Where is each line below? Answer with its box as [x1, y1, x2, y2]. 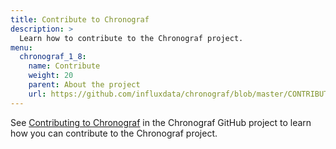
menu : [10, 42, 33, 53]
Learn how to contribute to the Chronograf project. [19, 33, 244, 43]
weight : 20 [28, 71, 74, 81]
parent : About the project [28, 80, 141, 90]
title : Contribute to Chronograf [10, 14, 150, 25]
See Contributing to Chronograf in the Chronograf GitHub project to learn [10, 116, 312, 128]
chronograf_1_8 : [19, 52, 87, 62]
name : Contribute [28, 61, 101, 71]
